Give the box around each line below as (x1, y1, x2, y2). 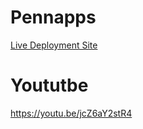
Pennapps (10, 6, 97, 29)
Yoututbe (10, 74, 89, 97)
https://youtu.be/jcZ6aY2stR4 (10, 107, 133, 119)
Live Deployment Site (10, 39, 98, 51)
